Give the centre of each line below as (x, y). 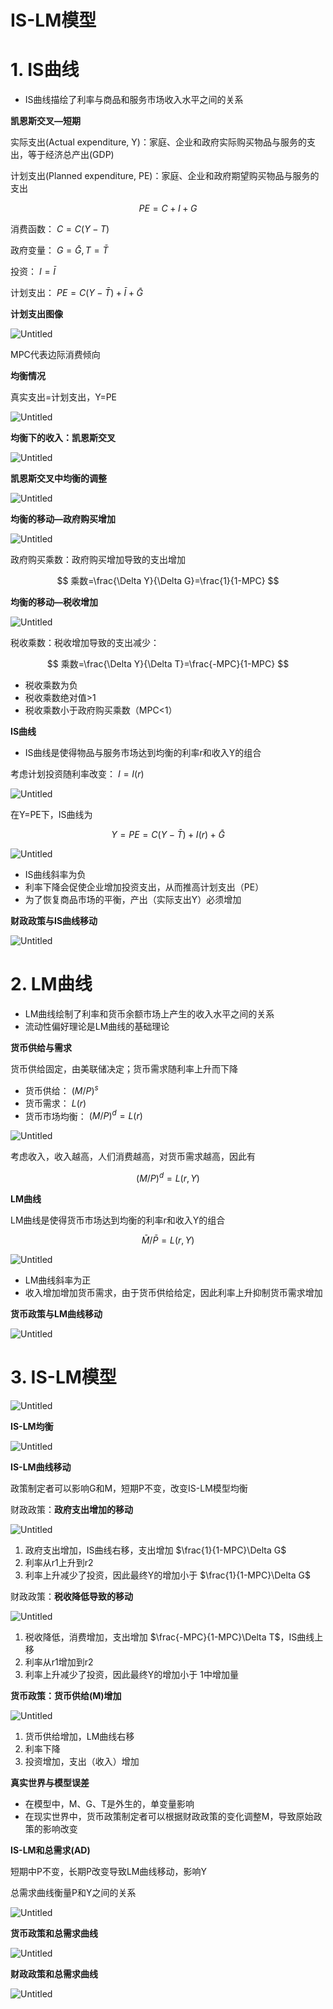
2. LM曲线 (51, 984)
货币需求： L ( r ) (55, 1103)
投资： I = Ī (33, 272)
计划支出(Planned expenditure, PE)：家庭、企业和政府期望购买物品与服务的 (165, 176)
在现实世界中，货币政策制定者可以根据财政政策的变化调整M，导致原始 (169, 1816)
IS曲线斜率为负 (55, 875)
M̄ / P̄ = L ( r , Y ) (168, 1240)
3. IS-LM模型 (63, 1377)
